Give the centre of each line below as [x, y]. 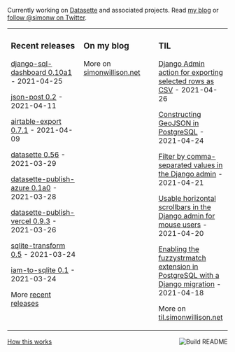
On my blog [106, 46]
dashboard [29, 72]
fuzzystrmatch [182, 258]
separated [175, 165]
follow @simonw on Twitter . [47, 17]
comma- [201, 156]
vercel [21, 221]
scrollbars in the [185, 207]
